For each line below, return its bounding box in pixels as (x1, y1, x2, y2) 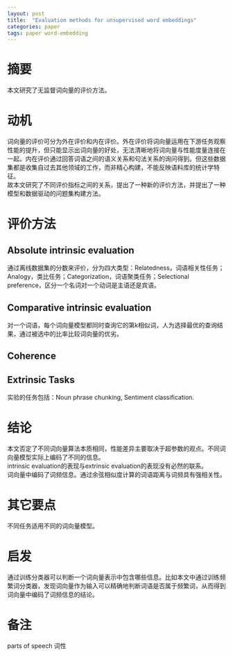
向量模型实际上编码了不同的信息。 (7, 453, 105, 462)
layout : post (7, 10, 45, 17)
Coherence (7, 350, 57, 362)
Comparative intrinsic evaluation (7, 302, 152, 314)
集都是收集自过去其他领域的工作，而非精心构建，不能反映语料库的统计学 (7, 163, 214, 172)
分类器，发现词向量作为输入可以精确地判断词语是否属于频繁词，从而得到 (19, 581, 226, 590)
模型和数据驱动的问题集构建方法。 (7, 189, 105, 198)
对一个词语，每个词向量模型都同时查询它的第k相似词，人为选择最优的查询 (7, 321, 217, 329)
